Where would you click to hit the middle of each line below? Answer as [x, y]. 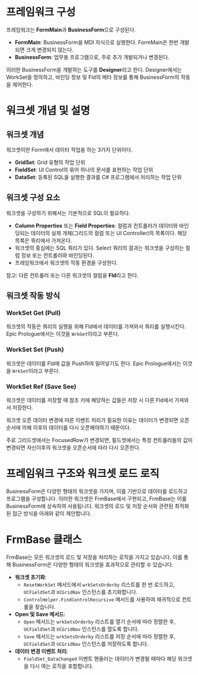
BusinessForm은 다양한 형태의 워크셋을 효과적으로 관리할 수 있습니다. [93, 564]
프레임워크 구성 [41, 12]
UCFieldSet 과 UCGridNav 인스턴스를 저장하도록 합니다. [86, 644]
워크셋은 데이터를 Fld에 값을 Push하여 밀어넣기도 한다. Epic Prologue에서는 [94, 363]
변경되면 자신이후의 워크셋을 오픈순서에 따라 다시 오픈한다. [74, 447]
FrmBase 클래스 [44, 540]
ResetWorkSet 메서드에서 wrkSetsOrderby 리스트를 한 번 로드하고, [99, 584]
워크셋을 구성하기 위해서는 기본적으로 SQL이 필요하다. [68, 213]
